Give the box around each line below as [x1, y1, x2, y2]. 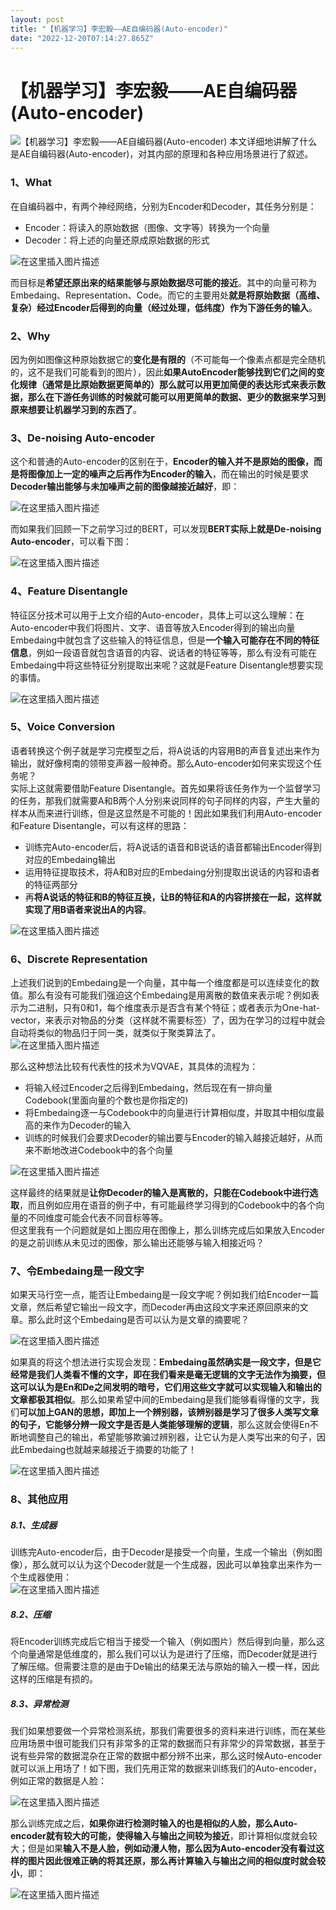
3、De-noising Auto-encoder [10, 431, 155, 445]
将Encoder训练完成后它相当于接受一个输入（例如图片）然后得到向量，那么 [10, 1636, 317, 1648]
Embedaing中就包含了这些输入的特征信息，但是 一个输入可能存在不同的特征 [10, 634, 320, 646]
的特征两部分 [24, 878, 78, 890]
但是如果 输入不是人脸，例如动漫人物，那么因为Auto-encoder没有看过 [27, 1842, 317, 1855]
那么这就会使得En [237, 1419, 310, 1431]
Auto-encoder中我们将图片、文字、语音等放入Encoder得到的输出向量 [10, 621, 296, 633]
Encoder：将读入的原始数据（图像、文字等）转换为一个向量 [24, 221, 270, 233]
